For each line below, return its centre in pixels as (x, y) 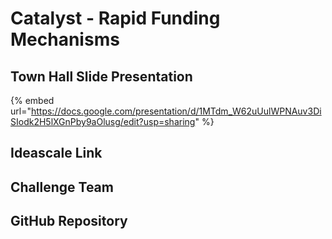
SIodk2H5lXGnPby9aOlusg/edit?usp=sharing (103, 121)
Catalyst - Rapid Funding (115, 18)
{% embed (32, 100)
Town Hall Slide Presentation (101, 76)
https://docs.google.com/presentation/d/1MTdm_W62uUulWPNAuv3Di (176, 111)
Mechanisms (65, 39)
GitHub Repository (69, 221)
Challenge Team (62, 187)
